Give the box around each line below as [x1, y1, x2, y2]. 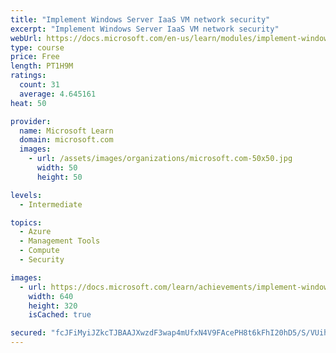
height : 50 [36, 172, 83, 182]
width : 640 [28, 291, 74, 301]
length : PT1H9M [10, 61, 74, 71]
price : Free [10, 52, 60, 62]
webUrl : [10, 33, 43, 43]
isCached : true [28, 310, 92, 320]
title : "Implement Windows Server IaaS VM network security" [10, 14, 271, 25]
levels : [10, 190, 43, 200]
